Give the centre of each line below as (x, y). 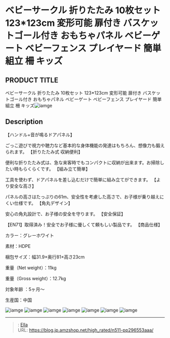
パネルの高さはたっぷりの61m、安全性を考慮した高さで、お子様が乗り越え (82, 197)
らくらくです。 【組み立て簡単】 (56, 169)
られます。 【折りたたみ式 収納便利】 (44, 152)
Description (24, 122)
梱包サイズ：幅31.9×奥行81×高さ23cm (45, 257)
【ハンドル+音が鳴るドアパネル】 (40, 134)
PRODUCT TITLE (32, 80)
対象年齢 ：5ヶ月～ (25, 289)
